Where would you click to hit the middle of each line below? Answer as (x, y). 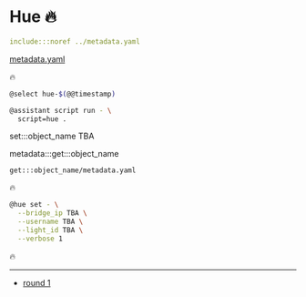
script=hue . (42, 119)
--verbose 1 (41, 239)
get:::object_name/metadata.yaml (73, 170)
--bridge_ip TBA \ (53, 213)
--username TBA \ (51, 222)
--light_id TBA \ (51, 230)
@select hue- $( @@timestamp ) (63, 94)
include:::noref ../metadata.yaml (75, 41)
